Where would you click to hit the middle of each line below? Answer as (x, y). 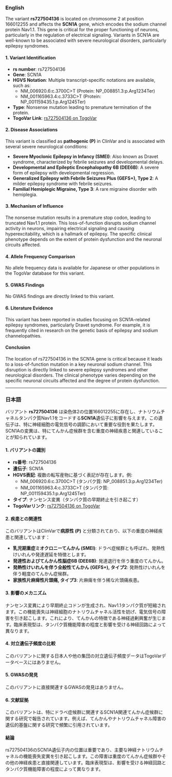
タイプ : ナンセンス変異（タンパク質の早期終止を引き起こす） (77, 500)
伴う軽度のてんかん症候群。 (42, 574)
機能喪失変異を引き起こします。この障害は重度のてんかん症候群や (92, 757)
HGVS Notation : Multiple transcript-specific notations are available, (84, 80)
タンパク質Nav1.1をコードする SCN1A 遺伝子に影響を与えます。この (89, 418)
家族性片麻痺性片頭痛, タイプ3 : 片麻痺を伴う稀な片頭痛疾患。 (77, 580)
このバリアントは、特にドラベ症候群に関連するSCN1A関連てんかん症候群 (82, 712)
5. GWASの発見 (22, 675)
